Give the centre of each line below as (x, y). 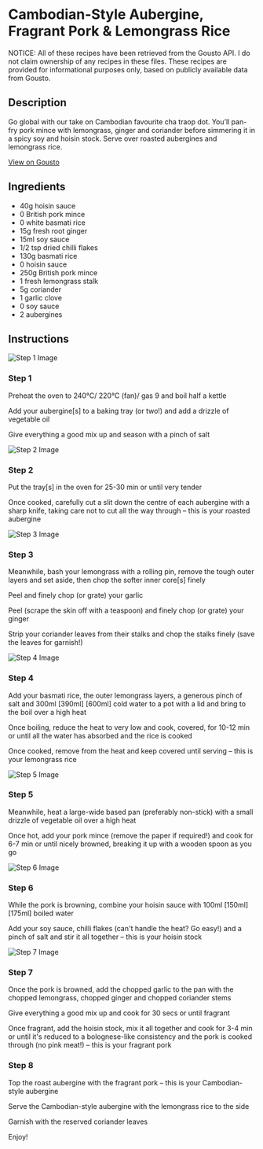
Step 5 (21, 794)
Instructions (38, 339)
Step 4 (21, 678)
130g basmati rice (48, 256)
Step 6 (21, 888)
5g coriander (40, 289)
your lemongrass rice (42, 759)
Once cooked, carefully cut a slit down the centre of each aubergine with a (129, 502)
